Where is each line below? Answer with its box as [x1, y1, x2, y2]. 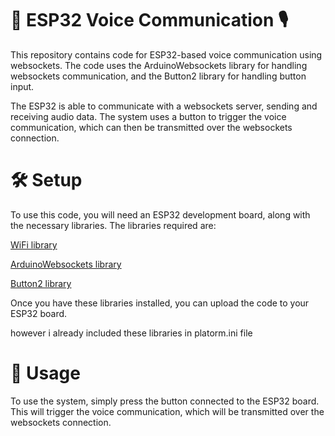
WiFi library [10, 238, 58, 251]
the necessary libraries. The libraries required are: [10, 219, 217, 231]
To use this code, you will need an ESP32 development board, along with [10, 208, 311, 221]
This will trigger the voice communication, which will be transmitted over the [10, 405, 325, 417]
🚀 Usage [10, 362, 81, 385]
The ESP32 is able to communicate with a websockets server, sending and [10, 100, 318, 112]
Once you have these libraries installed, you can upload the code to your [10, 297, 310, 309]
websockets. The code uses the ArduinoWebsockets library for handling [10, 59, 308, 71]
